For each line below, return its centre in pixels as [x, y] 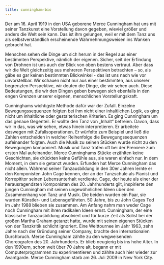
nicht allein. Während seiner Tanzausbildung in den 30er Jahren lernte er [79, 168]
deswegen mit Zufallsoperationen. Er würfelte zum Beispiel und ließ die [77, 132]
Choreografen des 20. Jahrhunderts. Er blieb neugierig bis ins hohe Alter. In [82, 241]
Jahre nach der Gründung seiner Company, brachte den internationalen [77, 231]
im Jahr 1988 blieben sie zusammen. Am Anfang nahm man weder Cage [78, 205]
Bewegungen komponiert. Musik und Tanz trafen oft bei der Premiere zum [80, 147]
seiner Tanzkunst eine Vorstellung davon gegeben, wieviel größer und [76, 29]
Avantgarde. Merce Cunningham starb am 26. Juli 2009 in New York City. [79, 257]
